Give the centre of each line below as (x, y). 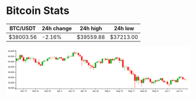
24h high (91, 29)
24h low (124, 29)
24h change (57, 29)
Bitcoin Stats (38, 11)
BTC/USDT (23, 29)
